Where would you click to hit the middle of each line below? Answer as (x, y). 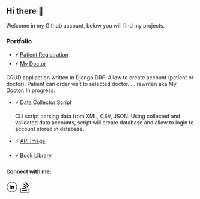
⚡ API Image (30, 141)
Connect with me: (29, 171)
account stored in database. (50, 129)
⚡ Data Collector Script (43, 102)
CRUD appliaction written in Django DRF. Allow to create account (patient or (100, 78)
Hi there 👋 (25, 11)
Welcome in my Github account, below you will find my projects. (86, 25)
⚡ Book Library (33, 155)
